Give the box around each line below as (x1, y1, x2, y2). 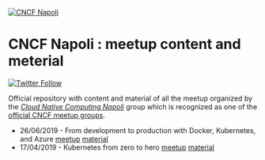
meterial (8, 52, 64, 70)
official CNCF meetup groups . (8, 110, 105, 120)
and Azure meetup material (19, 134, 108, 143)
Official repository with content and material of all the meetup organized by (8, 93, 253, 103)
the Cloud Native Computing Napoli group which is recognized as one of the (8, 101, 258, 111)
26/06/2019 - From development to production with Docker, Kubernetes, (19, 125, 256, 135)
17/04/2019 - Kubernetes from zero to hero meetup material (19, 143, 215, 152)
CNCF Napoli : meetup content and (8, 36, 241, 53)
